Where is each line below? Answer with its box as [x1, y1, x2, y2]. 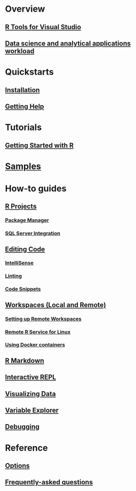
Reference [5, 442, 48, 453]
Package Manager [5, 217, 49, 224]
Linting [5, 273, 22, 280]
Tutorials [5, 122, 42, 133]
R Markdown [5, 357, 44, 365]
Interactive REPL [5, 373, 56, 381]
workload [5, 47, 35, 55]
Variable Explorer [5, 406, 59, 415]
